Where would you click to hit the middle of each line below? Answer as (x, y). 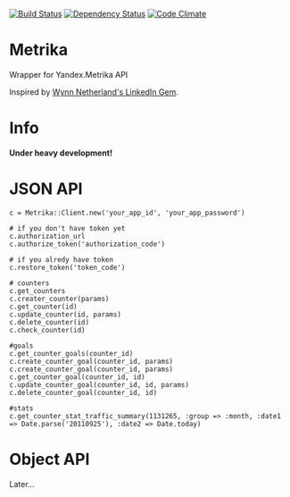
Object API (50, 459)
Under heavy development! (61, 153)
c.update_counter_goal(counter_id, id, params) (99, 384)
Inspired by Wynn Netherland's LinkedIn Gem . (94, 92)
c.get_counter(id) (43, 307)
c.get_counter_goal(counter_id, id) (77, 377)
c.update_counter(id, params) (66, 314)
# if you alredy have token (62, 259)
